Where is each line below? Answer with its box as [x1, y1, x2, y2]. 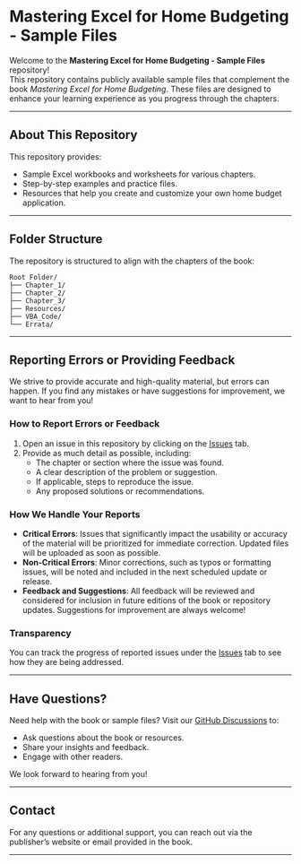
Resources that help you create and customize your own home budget [21, 187, 282, 198]
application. [21, 197, 66, 208]
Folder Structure [9, 231, 103, 247]
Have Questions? [9, 691, 107, 706]
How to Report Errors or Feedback [9, 418, 160, 430]
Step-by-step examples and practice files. [21, 177, 177, 189]
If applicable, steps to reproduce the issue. [35, 476, 194, 487]
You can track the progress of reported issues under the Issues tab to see [9, 647, 282, 658]
